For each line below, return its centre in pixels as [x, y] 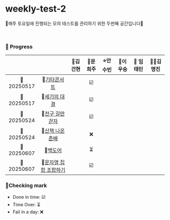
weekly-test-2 [36, 9]
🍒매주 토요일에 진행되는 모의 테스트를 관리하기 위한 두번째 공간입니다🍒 [74, 23]
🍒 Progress [19, 47]
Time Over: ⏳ [26, 204]
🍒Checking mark [26, 186]
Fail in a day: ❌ [28, 212]
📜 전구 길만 [53, 114]
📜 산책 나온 [53, 131]
